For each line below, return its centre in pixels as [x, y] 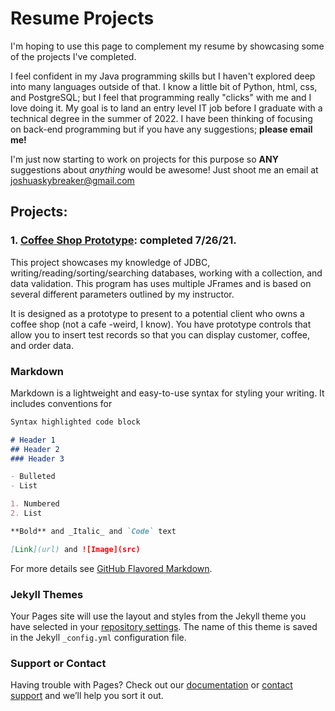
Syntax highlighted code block [75, 422]
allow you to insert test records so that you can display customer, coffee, [160, 334]
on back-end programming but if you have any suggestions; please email [161, 129]
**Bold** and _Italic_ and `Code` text [93, 531]
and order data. [42, 345]
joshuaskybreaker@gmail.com [72, 180]
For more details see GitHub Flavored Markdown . [111, 568]
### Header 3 [37, 458]
